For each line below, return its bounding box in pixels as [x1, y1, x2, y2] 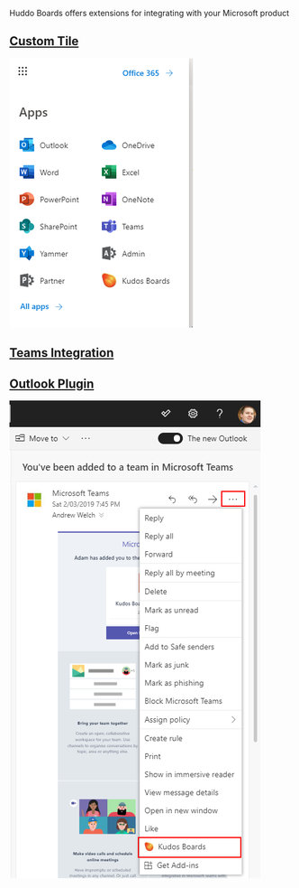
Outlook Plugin [9, 376, 95, 391]
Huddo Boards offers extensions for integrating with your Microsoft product [9, 8, 290, 18]
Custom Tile [9, 33, 79, 49]
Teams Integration [9, 345, 114, 360]
